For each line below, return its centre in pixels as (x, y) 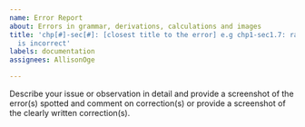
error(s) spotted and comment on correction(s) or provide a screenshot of (148, 103)
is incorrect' (44, 43)
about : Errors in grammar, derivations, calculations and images (135, 26)
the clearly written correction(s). (70, 113)
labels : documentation (52, 52)
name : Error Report (46, 18)
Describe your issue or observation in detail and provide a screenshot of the (152, 93)
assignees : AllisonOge (52, 60)
